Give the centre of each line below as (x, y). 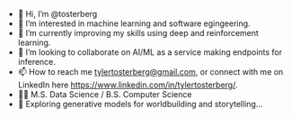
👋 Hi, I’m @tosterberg (58, 14)
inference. (37, 62)
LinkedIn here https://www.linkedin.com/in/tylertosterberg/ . (128, 85)
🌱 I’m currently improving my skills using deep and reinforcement (138, 33)
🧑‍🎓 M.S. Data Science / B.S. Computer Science (105, 94)
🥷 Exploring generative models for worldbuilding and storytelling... (140, 104)
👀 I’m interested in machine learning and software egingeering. (134, 23)
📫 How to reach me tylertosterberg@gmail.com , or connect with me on (150, 72)
